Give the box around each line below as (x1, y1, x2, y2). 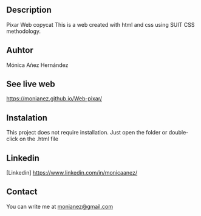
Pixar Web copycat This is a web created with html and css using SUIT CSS (6, 21, 195, 28)
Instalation (6, 113, 47, 123)
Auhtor (6, 45, 33, 55)
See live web (6, 79, 56, 89)
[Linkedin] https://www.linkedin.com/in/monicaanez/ (6, 169, 138, 176)
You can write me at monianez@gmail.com (6, 203, 114, 210)
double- (168, 129, 189, 136)
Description (6, 5, 52, 15)
